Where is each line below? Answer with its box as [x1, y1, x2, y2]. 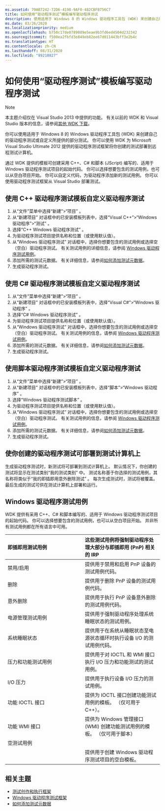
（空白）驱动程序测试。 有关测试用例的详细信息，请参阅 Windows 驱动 [12, 245, 156, 251]
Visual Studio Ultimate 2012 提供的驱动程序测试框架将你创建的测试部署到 [5, 144, 152, 149]
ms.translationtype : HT [5, 39, 54, 44]
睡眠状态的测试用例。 [85, 618, 135, 625]
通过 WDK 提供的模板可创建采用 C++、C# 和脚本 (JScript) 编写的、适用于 [5, 160, 154, 166]
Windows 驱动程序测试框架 [12, 795, 67, 801]
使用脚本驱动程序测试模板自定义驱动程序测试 [5, 364, 141, 373]
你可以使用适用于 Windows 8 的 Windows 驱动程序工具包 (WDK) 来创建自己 [5, 131, 158, 137]
